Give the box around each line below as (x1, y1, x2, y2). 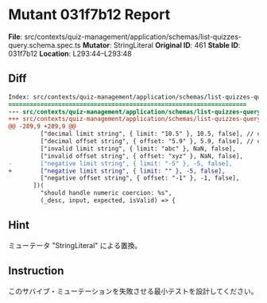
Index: (8, 93, 30, 101)
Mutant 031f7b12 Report (8, 6, 171, 24)
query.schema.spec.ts (8, 40, 81, 49)
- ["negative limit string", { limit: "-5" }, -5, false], (8, 159, 233, 168)
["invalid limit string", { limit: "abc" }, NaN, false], (40, 145, 237, 153)
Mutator (82, 40, 110, 49)
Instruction (8, 264, 64, 278)
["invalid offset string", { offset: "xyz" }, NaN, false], (40, 152, 244, 160)
